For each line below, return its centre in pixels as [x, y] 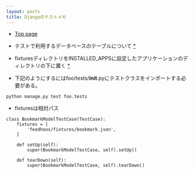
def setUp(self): [38, 145]
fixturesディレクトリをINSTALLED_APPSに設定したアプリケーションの [98, 58]
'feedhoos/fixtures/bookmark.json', [72, 129]
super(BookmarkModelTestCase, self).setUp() [82, 150]
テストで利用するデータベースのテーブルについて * [75, 46]
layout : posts [23, 11]
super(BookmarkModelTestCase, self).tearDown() [86, 165]
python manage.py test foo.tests [47, 96]
